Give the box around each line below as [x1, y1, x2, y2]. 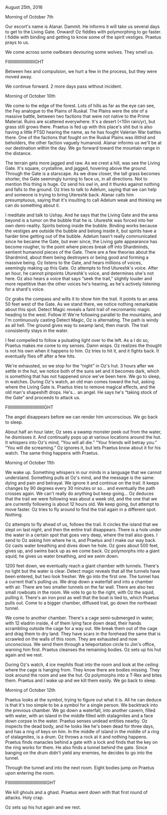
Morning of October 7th [5, 14, 54, 19]
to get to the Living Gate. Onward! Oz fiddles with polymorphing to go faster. [5, 29, 162, 34]
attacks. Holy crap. [5, 795, 44, 801]
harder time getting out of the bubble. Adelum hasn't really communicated [5, 233, 157, 239]
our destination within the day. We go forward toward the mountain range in [5, 145, 160, 151]
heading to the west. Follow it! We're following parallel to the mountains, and [5, 312, 162, 318]
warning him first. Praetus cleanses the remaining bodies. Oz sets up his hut [5, 647, 162, 652]
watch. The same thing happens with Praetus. [5, 450, 99, 456]
